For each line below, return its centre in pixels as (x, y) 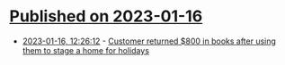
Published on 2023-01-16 (106, 16)
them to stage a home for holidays (86, 50)
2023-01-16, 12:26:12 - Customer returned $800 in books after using (149, 41)
